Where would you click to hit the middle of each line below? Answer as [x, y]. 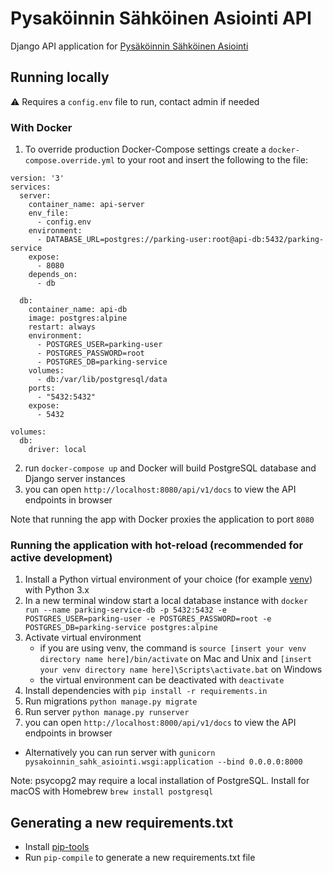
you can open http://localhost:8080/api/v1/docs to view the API [160, 489]
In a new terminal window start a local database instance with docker [166, 601]
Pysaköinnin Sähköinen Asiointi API [161, 18]
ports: [42, 388]
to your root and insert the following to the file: [212, 160]
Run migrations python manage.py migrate [111, 701]
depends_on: [53, 275]
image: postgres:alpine [78, 318]
